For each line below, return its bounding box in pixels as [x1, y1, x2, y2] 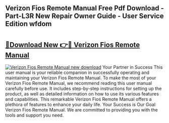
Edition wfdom [5, 20, 52, 28]
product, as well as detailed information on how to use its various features [5, 91, 159, 97]
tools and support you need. [5, 112, 64, 118]
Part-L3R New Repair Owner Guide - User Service [5, 12, 164, 21]
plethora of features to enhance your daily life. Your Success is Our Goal [5, 101, 155, 107]
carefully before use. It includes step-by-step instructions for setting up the [5, 85, 162, 91]
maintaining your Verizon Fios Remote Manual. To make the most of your [5, 75, 156, 81]
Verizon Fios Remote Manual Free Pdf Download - [5, 4, 164, 13]
